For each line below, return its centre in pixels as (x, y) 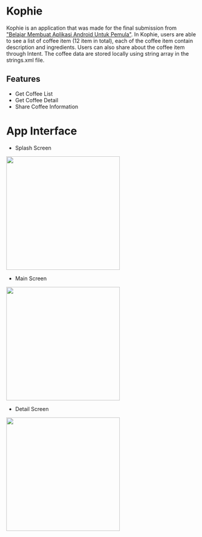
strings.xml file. (25, 60)
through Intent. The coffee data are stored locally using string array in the (98, 53)
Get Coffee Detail (37, 100)
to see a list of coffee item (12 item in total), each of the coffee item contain (100, 41)
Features (23, 79)
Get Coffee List (34, 94)
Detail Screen (32, 409)
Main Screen (31, 278)
